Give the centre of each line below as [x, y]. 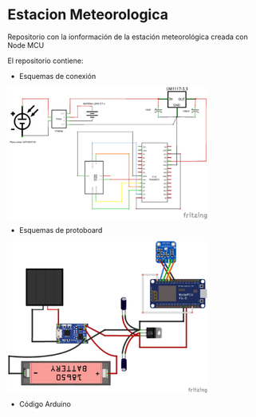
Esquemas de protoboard [61, 230]
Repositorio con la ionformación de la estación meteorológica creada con [128, 37]
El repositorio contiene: [45, 61]
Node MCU [26, 45]
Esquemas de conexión [57, 76]
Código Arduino [45, 404]
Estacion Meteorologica [88, 15]
